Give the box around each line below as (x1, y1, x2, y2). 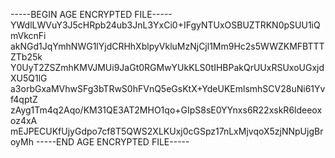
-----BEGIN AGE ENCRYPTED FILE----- (10, 9, 173, 20)
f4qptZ (10, 94, 38, 105)
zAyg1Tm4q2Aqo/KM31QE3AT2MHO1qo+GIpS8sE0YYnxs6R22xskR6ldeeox (10, 104, 323, 116)
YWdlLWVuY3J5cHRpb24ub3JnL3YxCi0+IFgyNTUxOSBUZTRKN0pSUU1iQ (10, 19, 321, 31)
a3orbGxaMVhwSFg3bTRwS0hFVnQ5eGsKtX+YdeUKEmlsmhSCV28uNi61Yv (10, 83, 326, 94)
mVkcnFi (10, 30, 47, 41)
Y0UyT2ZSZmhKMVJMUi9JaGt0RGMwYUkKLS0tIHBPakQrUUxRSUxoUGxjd (10, 62, 325, 73)
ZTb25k (10, 51, 43, 63)
